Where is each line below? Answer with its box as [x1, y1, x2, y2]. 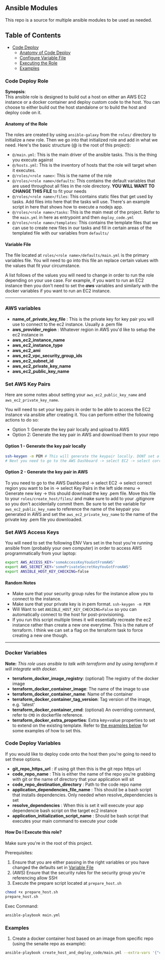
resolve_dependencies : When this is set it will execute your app [12, 802, 144, 808]
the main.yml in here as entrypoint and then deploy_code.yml [12, 214, 134, 220]
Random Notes [5, 580, 36, 586]
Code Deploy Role [5, 77, 49, 84]
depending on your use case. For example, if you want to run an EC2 [5, 277, 144, 283]
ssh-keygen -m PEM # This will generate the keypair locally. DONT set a [5, 454, 160, 459]
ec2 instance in [12, 331, 44, 337]
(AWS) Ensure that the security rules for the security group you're [12, 870, 146, 875]
